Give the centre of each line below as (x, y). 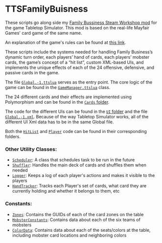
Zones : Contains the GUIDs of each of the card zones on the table (78, 214)
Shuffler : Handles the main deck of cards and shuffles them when (79, 165)
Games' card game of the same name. (44, 33)
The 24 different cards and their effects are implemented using (69, 97)
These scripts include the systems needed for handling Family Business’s (79, 52)
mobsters (22, 225)
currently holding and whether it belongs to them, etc (66, 191)
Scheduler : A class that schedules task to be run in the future (73, 160)
